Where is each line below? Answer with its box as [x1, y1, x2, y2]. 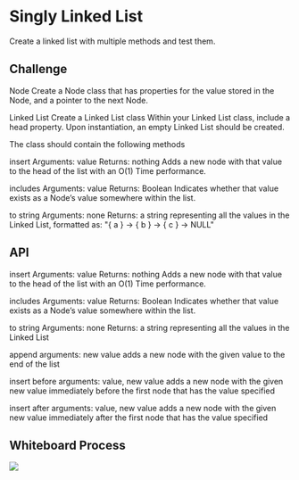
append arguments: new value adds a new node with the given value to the [9, 349, 286, 360]
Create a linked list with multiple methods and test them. [9, 36, 216, 46]
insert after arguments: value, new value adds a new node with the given [9, 402, 277, 413]
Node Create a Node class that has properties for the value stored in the [9, 85, 275, 95]
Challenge [9, 62, 68, 77]
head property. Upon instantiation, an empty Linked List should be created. [9, 121, 286, 132]
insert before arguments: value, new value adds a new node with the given [9, 376, 284, 386]
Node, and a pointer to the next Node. [9, 95, 149, 105]
